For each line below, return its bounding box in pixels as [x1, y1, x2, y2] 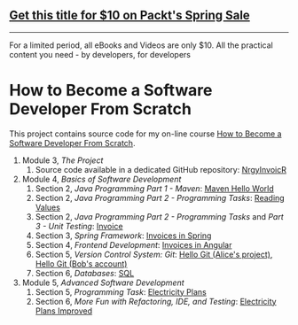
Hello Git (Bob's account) [35, 258, 128, 269]
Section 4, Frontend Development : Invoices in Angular [35, 239, 232, 250]
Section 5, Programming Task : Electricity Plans [35, 286, 207, 297]
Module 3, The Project [21, 155, 104, 166]
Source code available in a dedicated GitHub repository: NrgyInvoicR [35, 164, 286, 174]
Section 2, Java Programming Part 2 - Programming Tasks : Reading [35, 192, 286, 203]
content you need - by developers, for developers [9, 49, 191, 59]
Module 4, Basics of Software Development [21, 174, 182, 184]
